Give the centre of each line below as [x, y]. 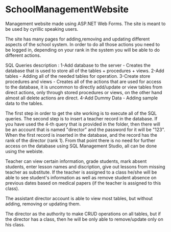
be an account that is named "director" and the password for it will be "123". [85, 130]
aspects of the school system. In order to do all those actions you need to [82, 44]
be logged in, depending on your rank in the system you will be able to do [82, 50]
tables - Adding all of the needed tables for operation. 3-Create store [78, 76]
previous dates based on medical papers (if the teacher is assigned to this [83, 183]
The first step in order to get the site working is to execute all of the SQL [81, 113]
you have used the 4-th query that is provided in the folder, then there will [83, 124]
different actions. [23, 55]
